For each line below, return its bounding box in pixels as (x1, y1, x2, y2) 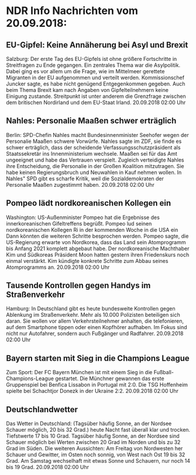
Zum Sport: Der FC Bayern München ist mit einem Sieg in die (6, 369, 153, 376)
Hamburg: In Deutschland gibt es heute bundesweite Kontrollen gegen (6, 305, 176, 312)
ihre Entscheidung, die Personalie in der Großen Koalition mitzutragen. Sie (6, 162, 184, 169)
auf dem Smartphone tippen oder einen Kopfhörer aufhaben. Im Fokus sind (6, 324, 187, 331)
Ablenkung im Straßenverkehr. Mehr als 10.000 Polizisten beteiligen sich (6, 312, 180, 319)
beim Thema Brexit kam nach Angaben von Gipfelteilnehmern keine (6, 87, 169, 93)
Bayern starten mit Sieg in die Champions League (6, 353, 190, 363)
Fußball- (153, 369, 174, 376)
